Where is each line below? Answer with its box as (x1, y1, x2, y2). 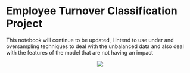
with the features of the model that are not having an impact (6, 49, 154, 56)
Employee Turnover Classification (6, 4, 177, 18)
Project (6, 17, 43, 30)
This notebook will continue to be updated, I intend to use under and (6, 36, 174, 43)
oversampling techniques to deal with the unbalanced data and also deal (6, 43, 185, 50)
